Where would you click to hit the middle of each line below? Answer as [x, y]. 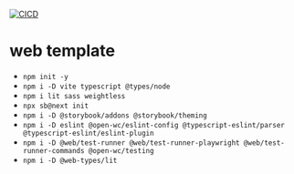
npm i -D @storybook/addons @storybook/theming [115, 115]
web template [63, 51]
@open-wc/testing [121, 150]
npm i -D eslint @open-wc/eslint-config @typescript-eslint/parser [153, 125]
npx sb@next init [56, 106]
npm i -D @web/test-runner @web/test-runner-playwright [131, 143]
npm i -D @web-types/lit [70, 160]
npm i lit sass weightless [74, 96]
